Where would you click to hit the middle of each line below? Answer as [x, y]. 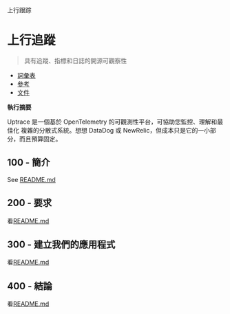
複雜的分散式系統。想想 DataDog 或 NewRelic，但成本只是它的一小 [115, 130]
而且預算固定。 [40, 139]
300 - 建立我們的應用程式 [61, 244]
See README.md [32, 179]
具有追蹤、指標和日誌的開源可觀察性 [75, 60]
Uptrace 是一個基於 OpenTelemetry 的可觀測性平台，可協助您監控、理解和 [112, 122]
